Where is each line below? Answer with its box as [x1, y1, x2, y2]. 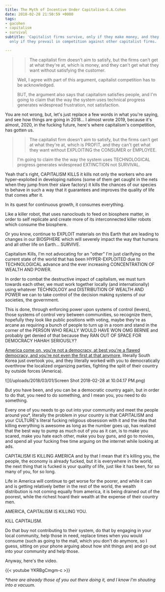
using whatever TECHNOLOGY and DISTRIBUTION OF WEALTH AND [5, 286, 144, 292]
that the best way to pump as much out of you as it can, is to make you [5, 428, 148, 434]
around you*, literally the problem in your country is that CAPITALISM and [5, 412, 153, 418]
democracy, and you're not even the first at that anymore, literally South [5, 352, 151, 358]
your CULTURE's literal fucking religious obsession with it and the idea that [5, 417, 157, 423]
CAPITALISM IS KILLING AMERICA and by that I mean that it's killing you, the [5, 453, 160, 459]
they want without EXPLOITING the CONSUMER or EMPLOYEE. [29, 147, 157, 153]
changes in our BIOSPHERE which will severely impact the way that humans [5, 236, 159, 242]
